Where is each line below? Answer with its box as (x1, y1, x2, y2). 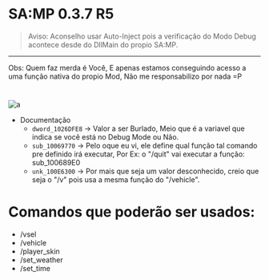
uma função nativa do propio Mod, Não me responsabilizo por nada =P (8, 71, 243, 81)
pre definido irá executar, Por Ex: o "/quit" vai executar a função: (31, 149, 246, 159)
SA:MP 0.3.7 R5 (8, 5, 114, 23)
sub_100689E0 (31, 158, 81, 168)
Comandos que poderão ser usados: (8, 203, 255, 221)
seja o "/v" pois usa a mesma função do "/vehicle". (31, 175, 200, 185)
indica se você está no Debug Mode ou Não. (31, 132, 179, 142)
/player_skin (19, 246, 60, 257)
